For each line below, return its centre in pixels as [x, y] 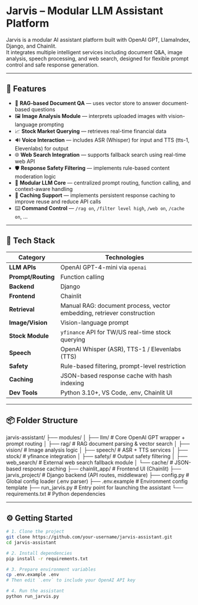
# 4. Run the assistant [35, 591]
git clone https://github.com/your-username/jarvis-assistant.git [89, 537]
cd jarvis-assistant [32, 542]
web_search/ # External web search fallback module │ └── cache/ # [90, 463]
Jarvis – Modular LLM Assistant [85, 11]
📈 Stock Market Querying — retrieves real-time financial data [90, 131]
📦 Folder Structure [42, 420]
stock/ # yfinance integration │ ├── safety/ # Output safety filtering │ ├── [97, 456]
